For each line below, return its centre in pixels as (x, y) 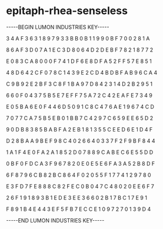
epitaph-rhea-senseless (67, 11)
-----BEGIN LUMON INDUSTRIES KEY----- (58, 27)
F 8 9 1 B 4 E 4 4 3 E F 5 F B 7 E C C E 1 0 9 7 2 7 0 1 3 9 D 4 (79, 209)
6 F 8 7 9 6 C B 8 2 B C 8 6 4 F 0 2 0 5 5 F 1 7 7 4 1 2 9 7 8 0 (79, 175)
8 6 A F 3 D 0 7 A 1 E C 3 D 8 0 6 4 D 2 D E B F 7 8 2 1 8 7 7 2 (80, 50)
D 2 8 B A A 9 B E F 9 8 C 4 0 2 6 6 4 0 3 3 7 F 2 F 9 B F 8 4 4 (81, 141)
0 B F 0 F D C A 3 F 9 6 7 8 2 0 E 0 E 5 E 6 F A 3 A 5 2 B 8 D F (80, 163)
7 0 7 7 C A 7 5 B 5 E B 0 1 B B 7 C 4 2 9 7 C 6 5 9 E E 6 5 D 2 (80, 118)
